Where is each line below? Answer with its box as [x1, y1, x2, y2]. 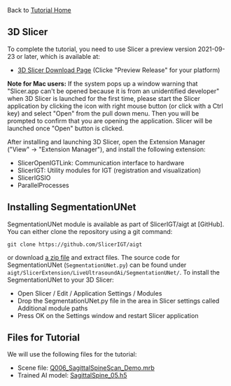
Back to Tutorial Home [7, 6, 71, 14]
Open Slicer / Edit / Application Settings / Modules [17, 289, 162, 297]
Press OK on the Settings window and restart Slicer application [17, 311, 199, 319]
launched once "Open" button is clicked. [7, 124, 125, 132]
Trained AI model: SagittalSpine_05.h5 [17, 371, 127, 380]
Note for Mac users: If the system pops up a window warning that [7, 79, 198, 88]
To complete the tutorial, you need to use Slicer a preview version [7, 45, 197, 53]
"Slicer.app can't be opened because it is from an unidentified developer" [7, 87, 220, 95]
